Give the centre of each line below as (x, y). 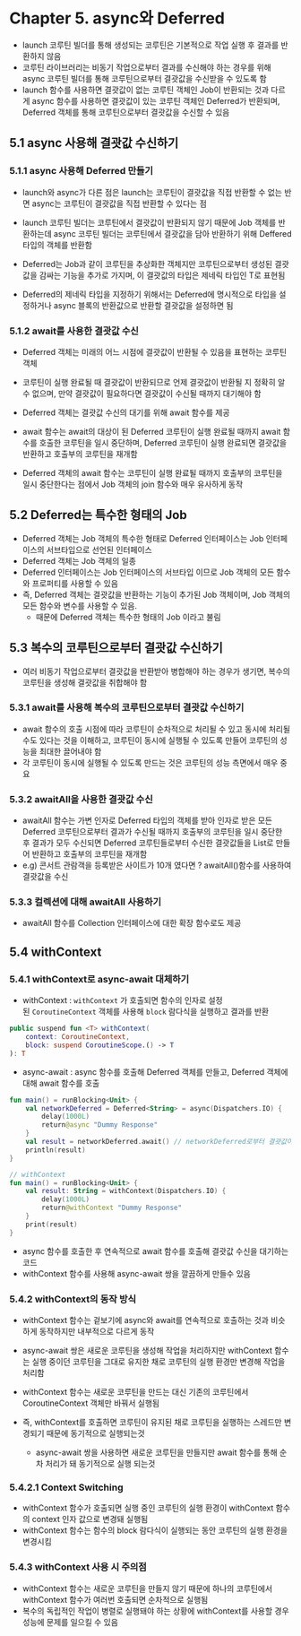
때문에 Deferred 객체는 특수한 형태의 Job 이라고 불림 (128, 617)
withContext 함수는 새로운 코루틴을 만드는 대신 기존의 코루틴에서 (135, 1391)
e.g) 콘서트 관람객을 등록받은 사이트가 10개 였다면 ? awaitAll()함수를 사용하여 (157, 865)
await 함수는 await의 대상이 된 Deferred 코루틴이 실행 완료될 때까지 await (151, 431)
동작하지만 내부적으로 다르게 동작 (97, 1331)
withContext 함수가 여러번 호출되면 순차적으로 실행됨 (115, 1599)
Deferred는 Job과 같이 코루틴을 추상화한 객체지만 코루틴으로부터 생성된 (147, 264)
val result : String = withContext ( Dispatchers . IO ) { (126, 1191)
